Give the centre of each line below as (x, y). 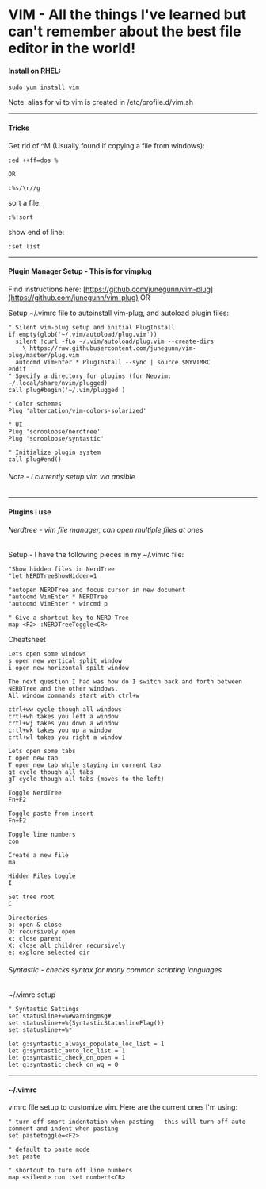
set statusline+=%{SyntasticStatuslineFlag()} (86, 1023)
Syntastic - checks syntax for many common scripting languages (115, 970)
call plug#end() (35, 459)
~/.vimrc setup (32, 995)
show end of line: (36, 232)
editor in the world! (72, 48)
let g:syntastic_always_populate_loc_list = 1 (86, 1044)
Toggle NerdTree (35, 793)
